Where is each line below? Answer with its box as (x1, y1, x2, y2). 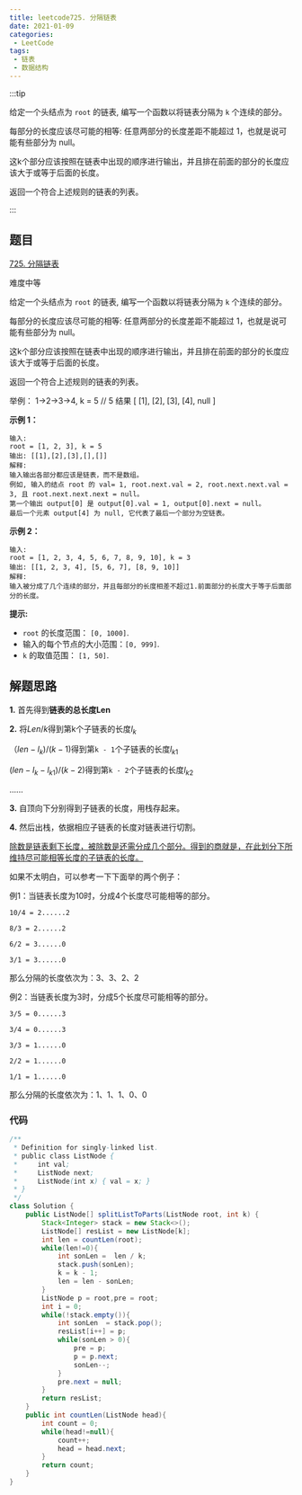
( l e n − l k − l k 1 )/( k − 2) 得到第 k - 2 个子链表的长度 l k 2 (9, 765, 194, 778)
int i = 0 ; (41, 1302, 83, 1311)
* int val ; (13, 1160, 70, 1169)
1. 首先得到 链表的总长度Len (9, 704, 111, 715)
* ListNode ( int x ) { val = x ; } (13, 1177, 151, 1186)
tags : (9, 47, 30, 56)
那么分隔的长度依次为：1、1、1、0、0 (9, 1089, 147, 1099)
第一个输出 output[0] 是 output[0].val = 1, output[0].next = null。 (9, 499, 266, 508)
